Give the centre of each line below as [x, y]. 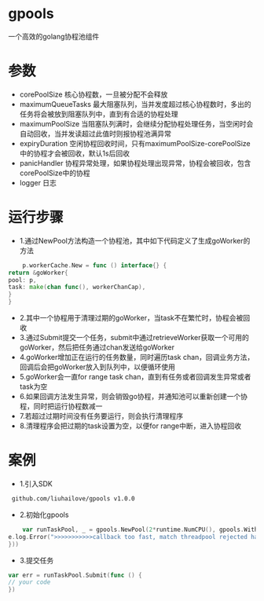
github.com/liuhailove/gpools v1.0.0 [73, 499]
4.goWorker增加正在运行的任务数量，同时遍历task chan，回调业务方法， [137, 357]
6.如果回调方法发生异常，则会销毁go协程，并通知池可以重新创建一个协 [134, 397]
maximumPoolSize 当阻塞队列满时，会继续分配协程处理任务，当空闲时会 [136, 123]
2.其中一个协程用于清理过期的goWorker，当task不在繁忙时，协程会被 [131, 318]
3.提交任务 [37, 560]
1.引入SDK [36, 484]
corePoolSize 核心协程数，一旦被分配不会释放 [93, 94]
